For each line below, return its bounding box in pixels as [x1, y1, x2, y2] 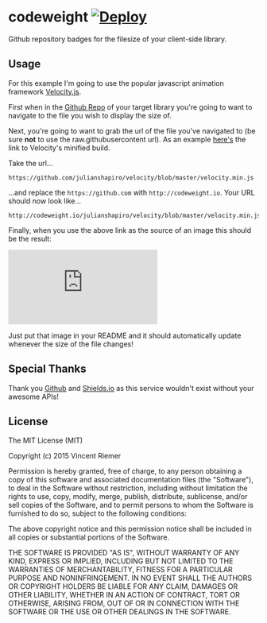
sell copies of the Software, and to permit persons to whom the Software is [8, 501, 254, 510]
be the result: [8, 234, 52, 243]
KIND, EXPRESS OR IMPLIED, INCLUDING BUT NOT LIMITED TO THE [8, 556, 234, 566]
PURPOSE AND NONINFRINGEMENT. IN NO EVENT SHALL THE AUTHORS [8, 573, 253, 583]
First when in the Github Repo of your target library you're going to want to [8, 102, 253, 111]
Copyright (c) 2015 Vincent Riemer [8, 451, 122, 461]
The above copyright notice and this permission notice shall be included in [8, 524, 252, 534]
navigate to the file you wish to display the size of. [8, 110, 172, 120]
